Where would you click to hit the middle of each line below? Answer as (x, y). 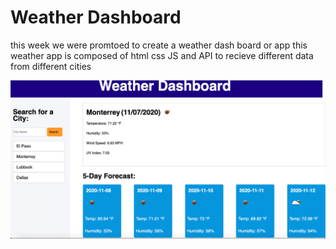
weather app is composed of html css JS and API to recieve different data (162, 55)
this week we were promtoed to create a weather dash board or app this (159, 45)
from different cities (51, 66)
